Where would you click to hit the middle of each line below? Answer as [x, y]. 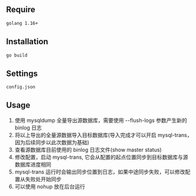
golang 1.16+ [22, 23]
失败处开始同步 [43, 179]
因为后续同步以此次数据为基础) [52, 142]
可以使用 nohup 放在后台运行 [50, 186]
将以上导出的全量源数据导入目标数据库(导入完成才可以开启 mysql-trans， [103, 135]
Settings [22, 73]
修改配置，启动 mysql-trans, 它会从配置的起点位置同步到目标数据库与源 [101, 157]
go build [17, 55]
